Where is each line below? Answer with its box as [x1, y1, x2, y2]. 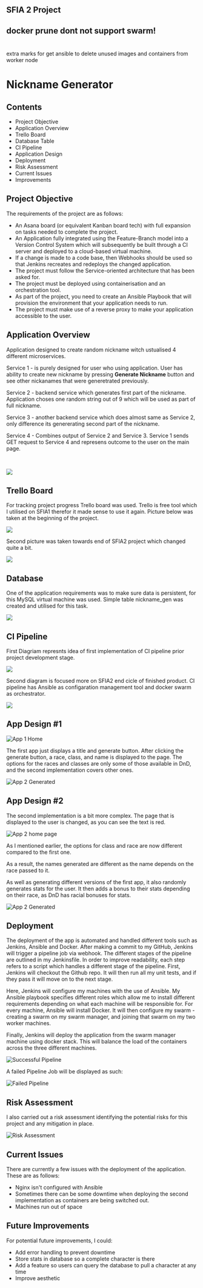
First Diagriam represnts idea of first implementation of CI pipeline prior [6, 648, 185, 655]
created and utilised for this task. [6, 602, 88, 610]
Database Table [15, 137, 55, 145]
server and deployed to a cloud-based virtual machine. [15, 248, 153, 255]
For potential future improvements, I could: [6, 1237, 113, 1244]
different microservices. [6, 352, 66, 359]
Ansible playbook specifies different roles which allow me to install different [6, 994, 195, 1001]
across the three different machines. [6, 1044, 97, 1051]
